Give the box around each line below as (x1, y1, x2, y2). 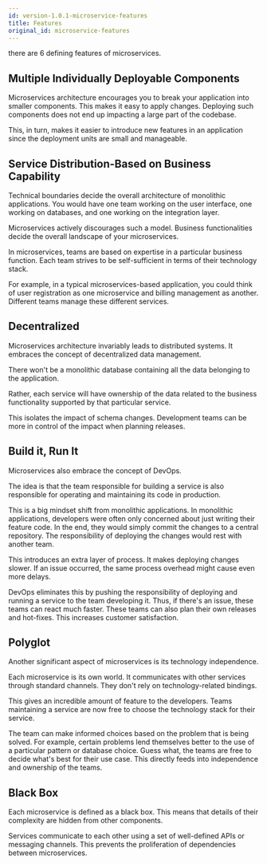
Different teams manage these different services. (8, 297, 170, 306)
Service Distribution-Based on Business (8, 157, 211, 170)
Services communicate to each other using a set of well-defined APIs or (8, 831, 245, 841)
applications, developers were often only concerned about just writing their (8, 513, 255, 524)
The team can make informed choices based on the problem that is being (8, 729, 249, 739)
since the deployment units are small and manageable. (8, 133, 187, 144)
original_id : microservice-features (8, 26, 130, 34)
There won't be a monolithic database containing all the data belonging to (8, 364, 250, 374)
